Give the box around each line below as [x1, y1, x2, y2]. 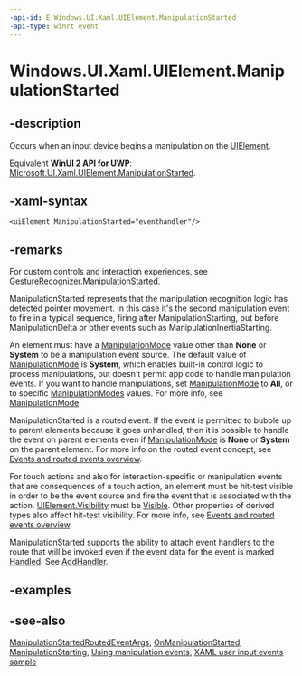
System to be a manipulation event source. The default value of [9, 350, 247, 361]
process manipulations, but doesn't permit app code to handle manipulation [9, 369, 291, 380]
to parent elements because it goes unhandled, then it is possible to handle [9, 425, 289, 436]
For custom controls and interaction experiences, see [9, 266, 208, 277]
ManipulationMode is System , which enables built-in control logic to [9, 359, 264, 370]
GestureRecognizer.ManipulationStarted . [9, 275, 161, 286]
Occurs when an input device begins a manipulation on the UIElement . [9, 140, 271, 150]
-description [9, 116, 81, 131]
